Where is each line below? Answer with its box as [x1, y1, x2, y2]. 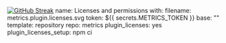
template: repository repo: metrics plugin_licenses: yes [7, 21, 163, 29]
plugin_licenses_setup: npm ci [7, 28, 93, 36]
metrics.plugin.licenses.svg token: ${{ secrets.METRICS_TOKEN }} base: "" [7, 14, 220, 22]
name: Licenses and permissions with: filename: [55, 7, 192, 14]
